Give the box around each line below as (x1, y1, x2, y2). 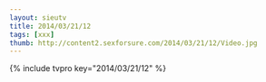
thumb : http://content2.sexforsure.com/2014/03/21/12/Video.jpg (9, 38, 258, 48)
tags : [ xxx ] (9, 30, 54, 39)
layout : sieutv (9, 13, 67, 23)
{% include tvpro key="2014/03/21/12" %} (9, 63, 167, 74)
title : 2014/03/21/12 (9, 22, 92, 31)
